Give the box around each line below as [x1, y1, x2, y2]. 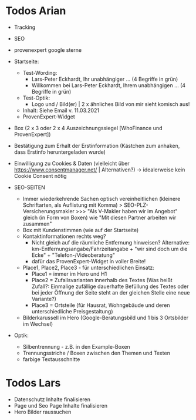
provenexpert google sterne [13, 46, 82, 54]
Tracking [13, 24, 36, 31]
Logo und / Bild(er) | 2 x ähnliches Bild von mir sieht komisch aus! [31, 100, 190, 107]
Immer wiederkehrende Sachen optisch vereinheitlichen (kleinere [22, 195, 181, 202]
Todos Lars [5, 376, 61, 390]
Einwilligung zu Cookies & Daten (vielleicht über [13, 160, 130, 167]
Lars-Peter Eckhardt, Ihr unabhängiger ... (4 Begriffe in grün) [31, 75, 178, 82]
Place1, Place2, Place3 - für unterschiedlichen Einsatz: [22, 264, 155, 271]
